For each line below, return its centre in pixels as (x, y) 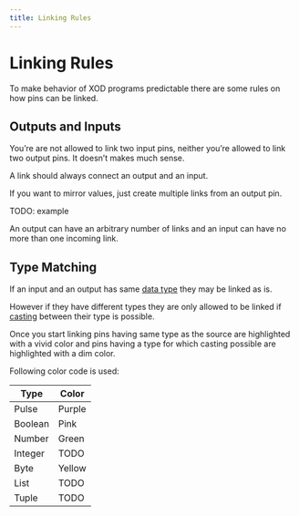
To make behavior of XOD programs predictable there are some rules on (145, 88)
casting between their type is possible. (82, 316)
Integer (30, 454)
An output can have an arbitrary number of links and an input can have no (148, 229)
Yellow (72, 469)
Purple (72, 409)
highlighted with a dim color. (62, 354)
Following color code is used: (65, 371)
